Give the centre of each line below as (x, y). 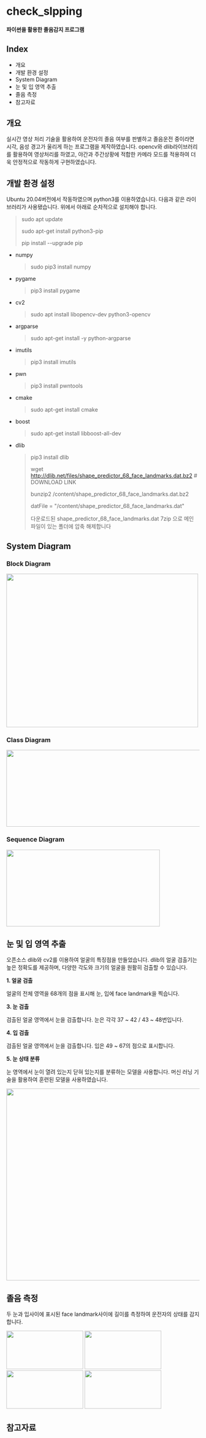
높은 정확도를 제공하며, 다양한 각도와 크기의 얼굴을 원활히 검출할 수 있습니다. (97, 967)
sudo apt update (42, 219)
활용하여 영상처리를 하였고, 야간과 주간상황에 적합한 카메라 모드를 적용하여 (101, 154)
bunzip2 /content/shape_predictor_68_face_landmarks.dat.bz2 (109, 494)
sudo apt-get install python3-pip (62, 231)
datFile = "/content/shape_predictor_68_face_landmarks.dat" (108, 506)
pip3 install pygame (55, 291)
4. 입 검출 (18, 1033)
